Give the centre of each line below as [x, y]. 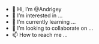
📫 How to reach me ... [40, 35]
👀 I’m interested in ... [37, 15]
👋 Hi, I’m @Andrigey [37, 9]
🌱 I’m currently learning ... [44, 22]
